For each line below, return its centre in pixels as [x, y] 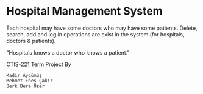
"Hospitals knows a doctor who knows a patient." [68, 52]
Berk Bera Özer [26, 86]
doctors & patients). [31, 41]
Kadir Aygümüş [24, 75]
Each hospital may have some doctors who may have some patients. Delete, [102, 28]
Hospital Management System [84, 11]
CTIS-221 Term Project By [39, 64]
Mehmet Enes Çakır [30, 81]
